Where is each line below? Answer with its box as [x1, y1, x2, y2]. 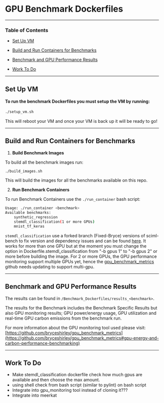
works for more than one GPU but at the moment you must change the [5, 243, 147, 249]
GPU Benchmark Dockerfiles [5, 3, 123, 15]
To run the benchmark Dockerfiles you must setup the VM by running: [5, 98, 150, 104]
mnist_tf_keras [14, 224, 45, 229]
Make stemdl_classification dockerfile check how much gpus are [12, 372, 143, 378]
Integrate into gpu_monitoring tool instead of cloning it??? [12, 387, 128, 393]
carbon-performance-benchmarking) [5, 340, 80, 346]
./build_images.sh [5, 169, 42, 173]
